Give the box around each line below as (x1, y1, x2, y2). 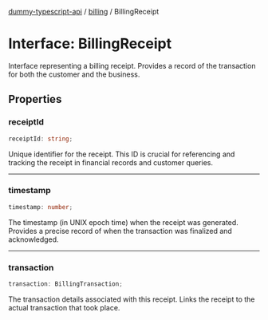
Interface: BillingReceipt (8, 35, 172, 53)
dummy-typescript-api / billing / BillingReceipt (8, 7, 160, 16)
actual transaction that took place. (8, 302, 120, 312)
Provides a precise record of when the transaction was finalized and (8, 226, 233, 235)
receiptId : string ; (8, 135, 73, 143)
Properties (8, 93, 62, 106)
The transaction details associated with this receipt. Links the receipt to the (8, 294, 255, 304)
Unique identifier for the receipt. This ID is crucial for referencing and (8, 149, 235, 159)
